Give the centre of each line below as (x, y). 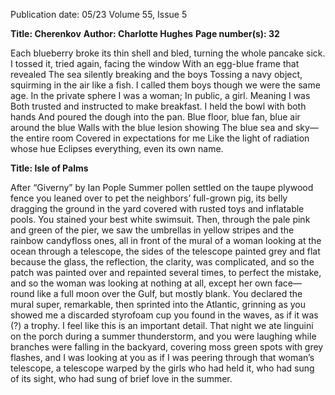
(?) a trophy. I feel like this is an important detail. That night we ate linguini (162, 325)
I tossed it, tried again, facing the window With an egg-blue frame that (155, 63)
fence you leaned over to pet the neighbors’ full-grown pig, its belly (149, 198)
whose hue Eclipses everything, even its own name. (117, 148)
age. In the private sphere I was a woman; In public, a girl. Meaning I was (160, 95)
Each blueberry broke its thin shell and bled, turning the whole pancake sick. (168, 53)
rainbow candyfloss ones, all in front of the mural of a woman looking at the (166, 240)
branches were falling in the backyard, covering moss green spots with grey (167, 347)
